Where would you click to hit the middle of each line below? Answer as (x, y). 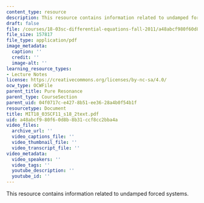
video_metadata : (27, 154)
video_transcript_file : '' (46, 148)
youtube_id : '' (31, 176)
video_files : (23, 126)
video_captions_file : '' (43, 137)
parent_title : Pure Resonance (45, 91)
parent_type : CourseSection (42, 97)
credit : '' (25, 57)
